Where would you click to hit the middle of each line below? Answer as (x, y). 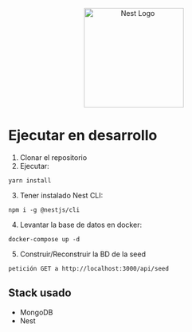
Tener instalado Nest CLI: (61, 195)
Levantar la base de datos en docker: (80, 225)
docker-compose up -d (44, 239)
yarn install (30, 180)
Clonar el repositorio (53, 157)
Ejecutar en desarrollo (83, 136)
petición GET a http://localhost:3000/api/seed (89, 268)
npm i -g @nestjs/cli (44, 210)
